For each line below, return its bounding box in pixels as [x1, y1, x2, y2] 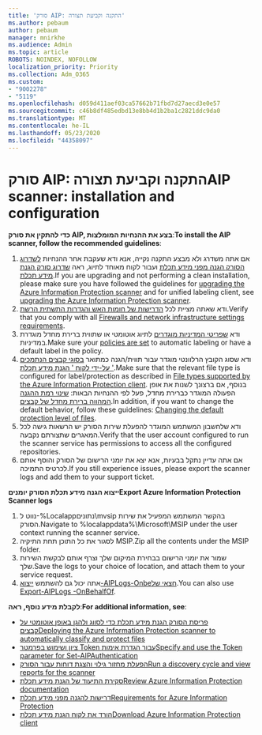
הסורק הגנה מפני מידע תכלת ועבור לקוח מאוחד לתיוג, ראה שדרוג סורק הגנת [19, 262, 245, 272]
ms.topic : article [8, 48, 69, 56]
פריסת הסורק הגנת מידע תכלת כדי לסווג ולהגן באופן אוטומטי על [19, 617, 208, 627]
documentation [19, 684, 69, 694]
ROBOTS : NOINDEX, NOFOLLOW [8, 56, 97, 64]
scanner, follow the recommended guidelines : [8, 239, 162, 248]
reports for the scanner [19, 668, 95, 677]
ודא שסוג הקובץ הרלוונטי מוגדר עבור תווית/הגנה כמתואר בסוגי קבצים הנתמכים [19, 355, 252, 364]
